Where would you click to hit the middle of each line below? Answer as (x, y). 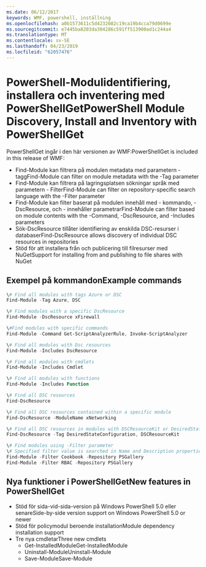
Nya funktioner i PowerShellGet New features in (99, 482)
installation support (40, 532)
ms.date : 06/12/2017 (33, 12)
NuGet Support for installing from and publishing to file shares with (99, 255)
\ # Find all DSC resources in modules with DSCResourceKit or (87, 429)
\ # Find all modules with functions (53, 379)
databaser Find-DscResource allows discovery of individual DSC (96, 235)
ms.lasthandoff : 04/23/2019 (42, 47)
